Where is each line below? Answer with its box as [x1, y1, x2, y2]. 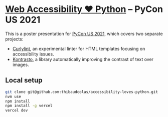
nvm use [5, 94, 22, 99]
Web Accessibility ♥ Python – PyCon [5, 3, 163, 15]
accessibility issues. [12, 51, 54, 57]
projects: [5, 36, 24, 42]
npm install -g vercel [5, 103, 53, 108]
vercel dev [5, 108, 28, 113]
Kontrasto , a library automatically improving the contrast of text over [12, 56, 154, 62]
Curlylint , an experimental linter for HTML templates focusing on [12, 45, 145, 51]
